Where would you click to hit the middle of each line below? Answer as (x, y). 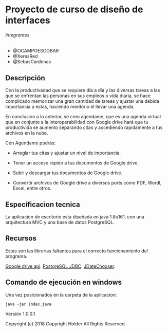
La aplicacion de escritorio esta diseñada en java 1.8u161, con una (75, 217)
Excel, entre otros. (32, 188)
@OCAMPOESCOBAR (36, 51)
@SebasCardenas (32, 62)
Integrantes (17, 35)
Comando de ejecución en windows (64, 282)
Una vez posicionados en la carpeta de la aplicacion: (61, 294)
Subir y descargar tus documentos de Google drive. (68, 173)
